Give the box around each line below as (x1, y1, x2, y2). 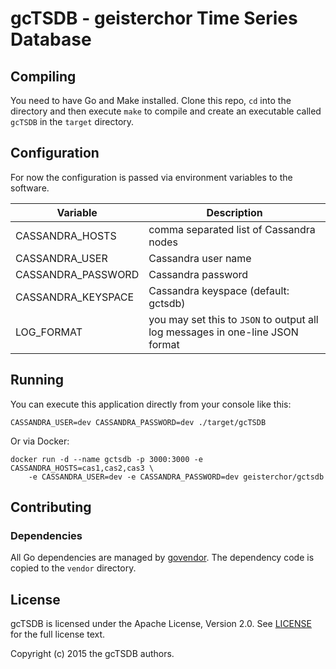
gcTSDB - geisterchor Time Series (10, 7, 298, 30)
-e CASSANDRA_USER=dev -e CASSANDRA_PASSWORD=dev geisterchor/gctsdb (28, 472, 325, 482)
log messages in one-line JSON (148, 325, 299, 339)
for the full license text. (10, 628, 106, 641)
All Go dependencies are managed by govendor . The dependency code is (10, 552, 315, 564)
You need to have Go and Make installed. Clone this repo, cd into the (10, 95, 292, 106)
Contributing (10, 499, 92, 516)
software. (10, 182, 50, 194)
